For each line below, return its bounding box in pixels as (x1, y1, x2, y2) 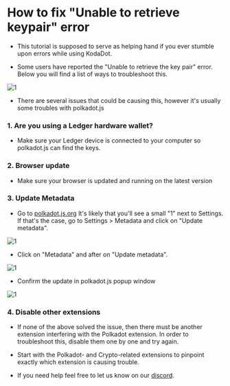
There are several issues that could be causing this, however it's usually (16, 96, 221, 104)
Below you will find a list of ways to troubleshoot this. (16, 70, 168, 78)
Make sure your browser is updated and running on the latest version (16, 176, 213, 184)
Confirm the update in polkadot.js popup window (16, 276, 156, 285)
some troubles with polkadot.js (16, 104, 104, 112)
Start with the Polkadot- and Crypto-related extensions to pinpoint (16, 351, 205, 359)
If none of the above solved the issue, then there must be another (16, 323, 203, 331)
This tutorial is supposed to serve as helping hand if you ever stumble (16, 42, 214, 50)
